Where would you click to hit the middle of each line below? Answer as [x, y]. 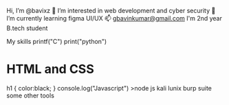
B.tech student [27, 28]
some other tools [30, 95]
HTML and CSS [50, 69]
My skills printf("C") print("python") [57, 42]
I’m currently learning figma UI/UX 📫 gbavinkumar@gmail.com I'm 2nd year [115, 18]
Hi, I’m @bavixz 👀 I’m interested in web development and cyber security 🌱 [111, 11]
